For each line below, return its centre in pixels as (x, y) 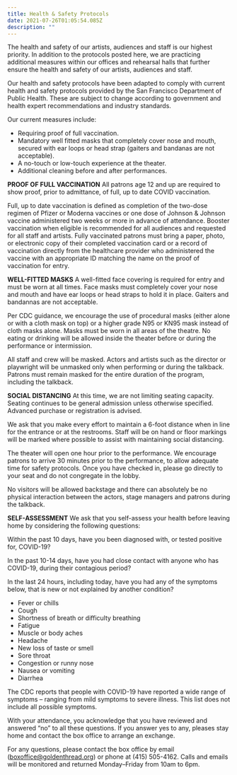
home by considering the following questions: (74, 526)
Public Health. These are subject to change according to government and (114, 98)
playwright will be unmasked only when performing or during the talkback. (116, 367)
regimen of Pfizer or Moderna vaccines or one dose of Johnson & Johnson (116, 214)
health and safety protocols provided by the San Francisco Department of (115, 91)
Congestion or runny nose (56, 663)
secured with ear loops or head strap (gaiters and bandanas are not (116, 148)
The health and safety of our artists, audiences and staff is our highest (110, 47)
